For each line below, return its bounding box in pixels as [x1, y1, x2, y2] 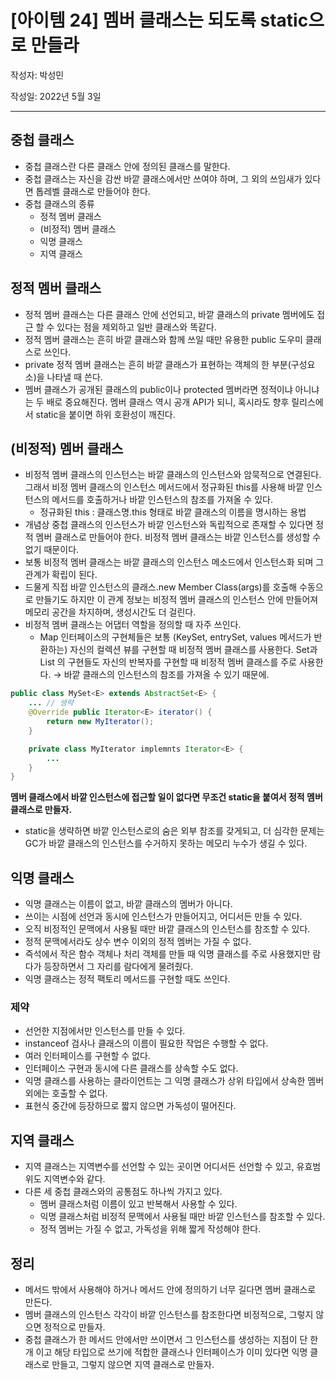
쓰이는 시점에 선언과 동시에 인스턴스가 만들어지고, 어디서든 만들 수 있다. [24, 911, 303, 923]
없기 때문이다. [24, 544, 80, 556]
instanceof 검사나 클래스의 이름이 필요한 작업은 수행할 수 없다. [24, 1037, 269, 1050]
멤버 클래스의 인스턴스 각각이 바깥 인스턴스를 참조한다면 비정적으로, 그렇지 [24, 1308, 314, 1320]
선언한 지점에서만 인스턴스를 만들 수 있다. [24, 1025, 186, 1037]
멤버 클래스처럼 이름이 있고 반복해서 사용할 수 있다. [39, 1198, 238, 1210]
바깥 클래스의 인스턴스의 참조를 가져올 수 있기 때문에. [63, 669, 270, 681]
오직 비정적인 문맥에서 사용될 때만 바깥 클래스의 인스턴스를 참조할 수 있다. [24, 923, 311, 935]
